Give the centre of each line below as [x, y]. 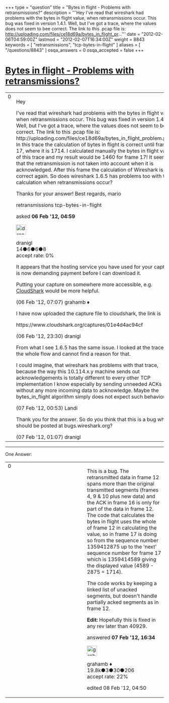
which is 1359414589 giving [122, 559]
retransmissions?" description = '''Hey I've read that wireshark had [75, 13]
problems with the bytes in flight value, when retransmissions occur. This [81, 18]
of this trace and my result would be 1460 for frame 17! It [84, 157]
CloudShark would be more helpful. [58, 290]
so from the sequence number [123, 540]
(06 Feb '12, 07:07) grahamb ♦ [53, 302]
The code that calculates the [121, 515]
